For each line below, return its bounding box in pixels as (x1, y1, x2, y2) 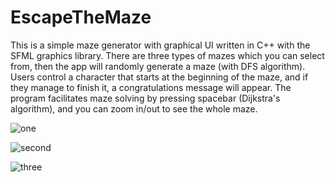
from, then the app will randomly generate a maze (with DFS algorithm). (10, 60, 306, 72)
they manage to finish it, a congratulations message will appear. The (10, 81, 292, 93)
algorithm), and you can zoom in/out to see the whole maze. (10, 102, 258, 115)
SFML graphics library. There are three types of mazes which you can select (10, 49, 325, 61)
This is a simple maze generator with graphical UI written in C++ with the (10, 39, 311, 51)
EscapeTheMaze (10, 6, 152, 29)
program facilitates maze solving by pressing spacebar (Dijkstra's (10, 92, 281, 104)
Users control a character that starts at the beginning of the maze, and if (10, 71, 309, 83)
